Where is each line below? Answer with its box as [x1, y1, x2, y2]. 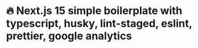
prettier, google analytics [6, 29, 132, 43]
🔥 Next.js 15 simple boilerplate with [6, 4, 183, 18]
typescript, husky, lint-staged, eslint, [6, 17, 192, 30]
